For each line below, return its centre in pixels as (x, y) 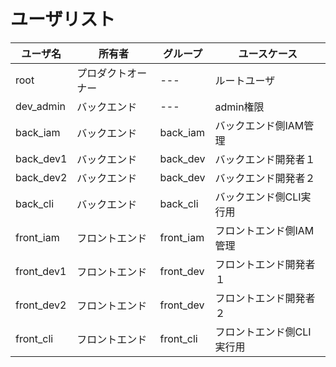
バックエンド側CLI (258, 197)
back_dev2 (41, 177)
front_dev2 (41, 305)
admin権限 (239, 107)
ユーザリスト (63, 19)
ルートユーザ (245, 80)
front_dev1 (41, 271)
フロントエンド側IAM (264, 230)
